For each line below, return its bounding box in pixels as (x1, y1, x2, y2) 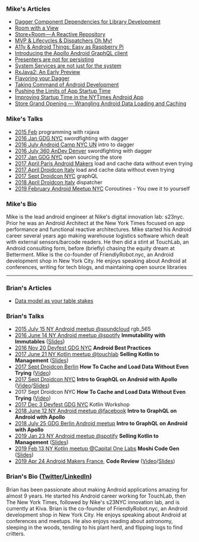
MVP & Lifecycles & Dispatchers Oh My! (14, 37, 113, 44)
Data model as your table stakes (14, 297, 94, 304)
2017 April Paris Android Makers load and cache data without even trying (14, 159, 193, 167)
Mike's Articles (6, 5, 51, 13)
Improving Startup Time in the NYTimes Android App (14, 94, 144, 101)
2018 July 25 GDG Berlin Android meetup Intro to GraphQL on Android (14, 420, 188, 427)
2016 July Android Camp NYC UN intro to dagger (14, 141, 134, 148)
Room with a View (14, 24, 59, 31)
